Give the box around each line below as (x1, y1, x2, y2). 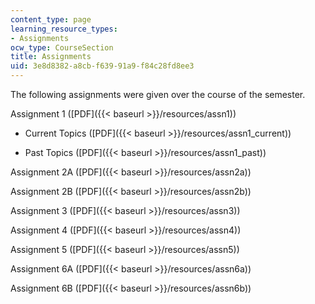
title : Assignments (10, 52, 92, 62)
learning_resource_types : (10, 24, 118, 34)
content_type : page (10, 14, 92, 25)
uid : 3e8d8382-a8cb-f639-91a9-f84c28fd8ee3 (10, 61, 195, 71)
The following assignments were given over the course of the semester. (10, 89, 306, 100)
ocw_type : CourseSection (10, 42, 114, 53)
